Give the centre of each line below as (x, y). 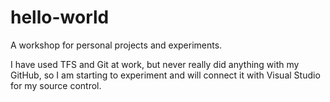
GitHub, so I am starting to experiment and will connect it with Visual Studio (165, 75)
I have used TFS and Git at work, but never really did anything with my (155, 64)
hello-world (60, 17)
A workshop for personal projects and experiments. (116, 45)
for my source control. (56, 85)
